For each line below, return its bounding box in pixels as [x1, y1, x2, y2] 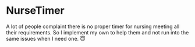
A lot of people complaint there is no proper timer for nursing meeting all [6, 23, 180, 30]
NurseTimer [6, 4, 65, 17]
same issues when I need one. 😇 [6, 35, 86, 42]
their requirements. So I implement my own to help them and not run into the [6, 29, 189, 36]
